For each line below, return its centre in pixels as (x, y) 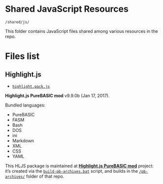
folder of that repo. (45, 176)
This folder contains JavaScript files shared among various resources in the (81, 31)
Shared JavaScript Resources (67, 9)
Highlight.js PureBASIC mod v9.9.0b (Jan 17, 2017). (57, 95)
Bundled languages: (25, 105)
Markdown (23, 140)
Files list (22, 56)
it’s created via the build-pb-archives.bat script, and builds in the (72, 171)
